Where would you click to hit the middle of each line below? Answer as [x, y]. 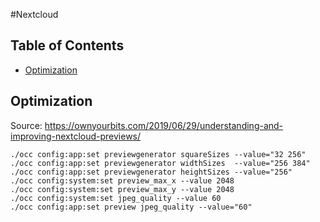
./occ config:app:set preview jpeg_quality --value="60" [131, 207]
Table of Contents [67, 45]
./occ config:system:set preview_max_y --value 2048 [122, 189]
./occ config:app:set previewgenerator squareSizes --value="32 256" [158, 154]
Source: [26, 125]
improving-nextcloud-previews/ [76, 136]
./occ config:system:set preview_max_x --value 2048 [122, 180]
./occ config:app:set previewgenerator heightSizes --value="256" [151, 172]
